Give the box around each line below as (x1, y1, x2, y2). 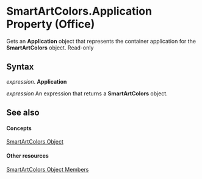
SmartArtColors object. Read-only (6, 44, 94, 51)
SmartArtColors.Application (6, 4, 153, 18)
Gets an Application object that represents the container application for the (6, 37, 197, 45)
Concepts (6, 124, 32, 132)
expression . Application (6, 78, 67, 85)
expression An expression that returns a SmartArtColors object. (6, 90, 168, 97)
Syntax (6, 62, 34, 72)
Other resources (6, 152, 49, 159)
